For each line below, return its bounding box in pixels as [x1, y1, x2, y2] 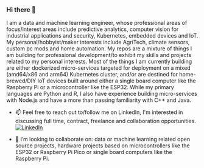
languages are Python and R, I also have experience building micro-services [6, 90, 198, 98]
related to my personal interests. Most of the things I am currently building [6, 58, 192, 66]
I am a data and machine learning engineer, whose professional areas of [6, 19, 188, 27]
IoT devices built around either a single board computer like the [37, 77, 196, 84]
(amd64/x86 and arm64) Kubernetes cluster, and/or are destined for [6, 71, 178, 78]
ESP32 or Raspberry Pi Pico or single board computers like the [15, 149, 172, 156]
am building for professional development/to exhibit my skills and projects [6, 52, 192, 59]
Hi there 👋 [6, 5, 37, 14]
